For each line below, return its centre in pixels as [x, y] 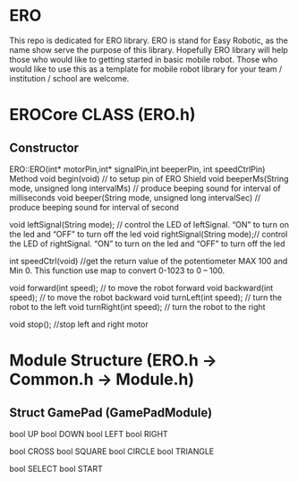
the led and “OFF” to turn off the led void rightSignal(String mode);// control [149, 234]
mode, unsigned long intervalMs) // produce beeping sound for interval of [145, 188]
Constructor [44, 147]
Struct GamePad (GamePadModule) [111, 412]
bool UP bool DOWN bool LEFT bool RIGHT [89, 434]
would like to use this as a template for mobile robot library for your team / [146, 69]
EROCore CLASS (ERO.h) [102, 115]
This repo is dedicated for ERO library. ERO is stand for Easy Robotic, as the [149, 40]
